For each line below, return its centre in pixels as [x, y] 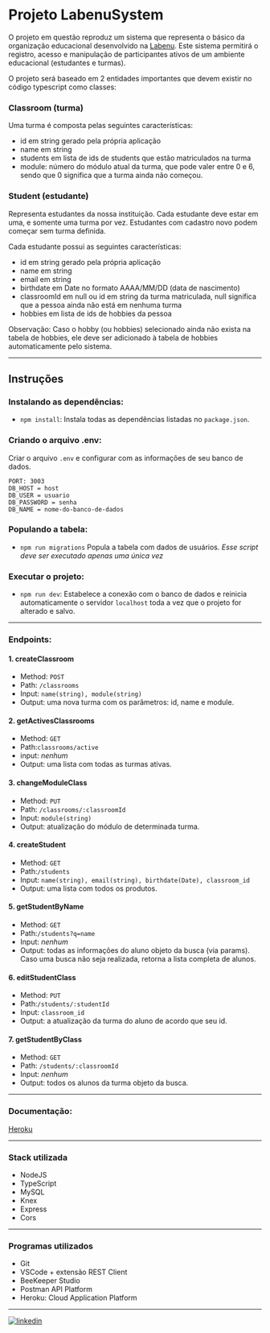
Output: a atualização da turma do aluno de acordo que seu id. [123, 1021]
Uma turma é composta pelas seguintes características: [101, 126]
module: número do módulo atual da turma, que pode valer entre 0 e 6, [137, 167]
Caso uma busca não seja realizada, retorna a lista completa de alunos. [138, 959]
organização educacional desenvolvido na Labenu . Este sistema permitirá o [133, 45]
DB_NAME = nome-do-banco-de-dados [66, 509]
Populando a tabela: [48, 529]
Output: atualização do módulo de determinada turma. [110, 826]
